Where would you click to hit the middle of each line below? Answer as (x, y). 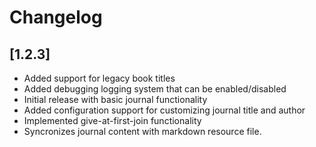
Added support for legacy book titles (99, 78)
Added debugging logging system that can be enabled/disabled (155, 89)
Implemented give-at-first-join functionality (112, 120)
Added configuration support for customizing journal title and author (164, 110)
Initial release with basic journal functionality (115, 99)
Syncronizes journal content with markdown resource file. (142, 131)
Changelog (56, 17)
